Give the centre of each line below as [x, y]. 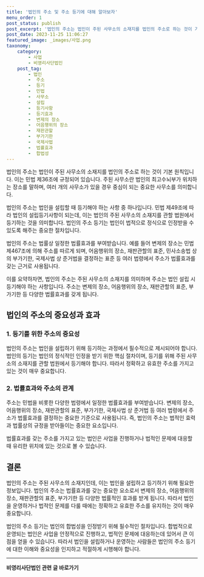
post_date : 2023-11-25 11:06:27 [47, 35]
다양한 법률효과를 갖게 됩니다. [64, 294]
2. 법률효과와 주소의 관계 [40, 388]
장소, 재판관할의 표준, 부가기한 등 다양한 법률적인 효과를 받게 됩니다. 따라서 [94, 498]
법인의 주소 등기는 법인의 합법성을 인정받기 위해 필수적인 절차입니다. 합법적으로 [100, 526]
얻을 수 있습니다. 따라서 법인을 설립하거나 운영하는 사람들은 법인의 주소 [101, 542]
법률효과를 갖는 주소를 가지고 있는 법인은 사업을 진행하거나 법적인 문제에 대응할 [100, 438]
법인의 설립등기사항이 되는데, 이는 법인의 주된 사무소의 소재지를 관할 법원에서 [103, 215]
